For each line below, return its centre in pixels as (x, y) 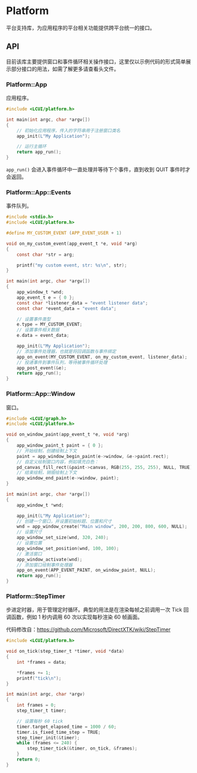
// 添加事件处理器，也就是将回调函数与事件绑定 (66, 351)
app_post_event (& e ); (42, 368)
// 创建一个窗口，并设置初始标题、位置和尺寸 (64, 521)
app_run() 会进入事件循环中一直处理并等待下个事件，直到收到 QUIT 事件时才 (98, 170)
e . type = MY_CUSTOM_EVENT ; (50, 325)
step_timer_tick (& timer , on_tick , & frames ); (82, 749)
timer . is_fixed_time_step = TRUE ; (59, 732)
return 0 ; (29, 760)
